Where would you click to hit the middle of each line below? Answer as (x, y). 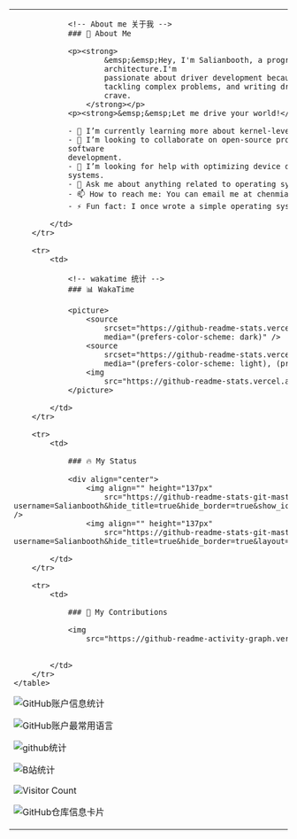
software (86, 148)
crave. (118, 95)
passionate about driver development (183, 78)
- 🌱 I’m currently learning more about (152, 131)
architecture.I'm (140, 69)
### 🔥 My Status (102, 461)
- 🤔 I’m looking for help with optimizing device (174, 166)
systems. (86, 175)
